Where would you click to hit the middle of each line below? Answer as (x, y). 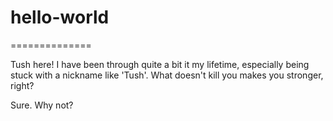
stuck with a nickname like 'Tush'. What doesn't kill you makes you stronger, (167, 75)
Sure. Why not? (42, 105)
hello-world (60, 17)
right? (22, 85)
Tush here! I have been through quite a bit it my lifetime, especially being (160, 64)
